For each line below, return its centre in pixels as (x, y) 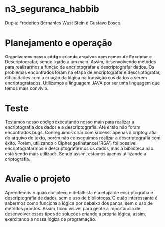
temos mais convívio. (27, 88)
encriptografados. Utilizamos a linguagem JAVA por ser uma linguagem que (82, 83)
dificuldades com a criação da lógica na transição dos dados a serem (76, 77)
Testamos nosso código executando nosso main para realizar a (70, 122)
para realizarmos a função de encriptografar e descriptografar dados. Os (80, 67)
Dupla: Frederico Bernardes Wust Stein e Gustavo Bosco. (64, 23)
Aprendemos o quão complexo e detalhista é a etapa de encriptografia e (79, 192)
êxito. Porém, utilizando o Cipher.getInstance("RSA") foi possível (71, 143)
